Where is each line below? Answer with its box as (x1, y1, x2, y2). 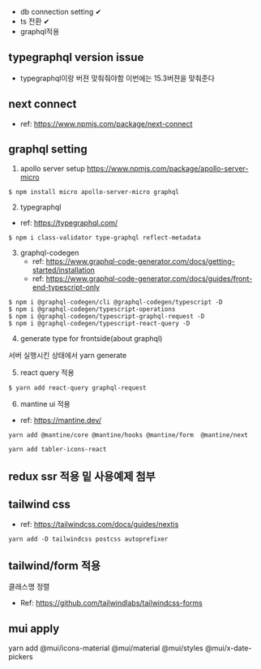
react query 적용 (19, 368, 75, 378)
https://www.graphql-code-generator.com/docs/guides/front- (45, 274, 253, 283)
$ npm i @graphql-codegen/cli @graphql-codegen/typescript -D (8, 298, 223, 307)
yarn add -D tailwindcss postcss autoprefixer (8, 535, 169, 543)
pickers (8, 652, 34, 662)
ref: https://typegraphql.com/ (19, 218, 118, 228)
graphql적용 (19, 27, 60, 36)
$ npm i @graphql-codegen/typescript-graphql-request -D (8, 313, 205, 321)
